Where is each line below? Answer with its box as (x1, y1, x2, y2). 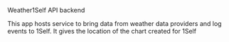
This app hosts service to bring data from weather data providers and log (7, 20, 222, 27)
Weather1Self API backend (7, 6, 85, 14)
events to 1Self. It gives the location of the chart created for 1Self (7, 27, 197, 35)
